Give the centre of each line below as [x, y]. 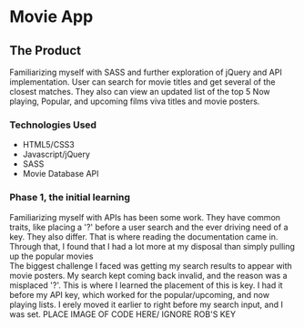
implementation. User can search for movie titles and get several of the [142, 82]
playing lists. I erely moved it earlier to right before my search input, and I [147, 304]
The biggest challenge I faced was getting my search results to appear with [151, 265]
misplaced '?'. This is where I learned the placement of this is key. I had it [147, 285]
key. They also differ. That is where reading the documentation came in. [144, 236]
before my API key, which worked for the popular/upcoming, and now [140, 294]
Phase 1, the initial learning [70, 198]
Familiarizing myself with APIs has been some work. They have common [145, 217]
